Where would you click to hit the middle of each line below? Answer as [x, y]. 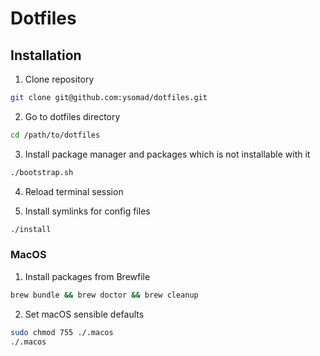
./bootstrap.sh [42, 172]
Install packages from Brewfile [87, 276]
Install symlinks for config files [87, 211]
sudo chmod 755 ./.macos [62, 332]
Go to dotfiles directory [72, 116]
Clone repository [59, 79]
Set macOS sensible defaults [84, 314]
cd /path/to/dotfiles [55, 135]
